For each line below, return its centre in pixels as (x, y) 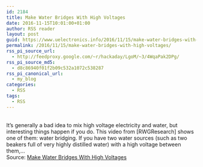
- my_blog (24, 79)
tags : (13, 96)
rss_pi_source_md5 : (31, 62)
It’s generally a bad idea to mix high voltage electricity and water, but (92, 125)
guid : (13, 40)
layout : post (23, 34)
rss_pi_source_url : (31, 51)
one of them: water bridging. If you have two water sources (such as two (97, 138)
